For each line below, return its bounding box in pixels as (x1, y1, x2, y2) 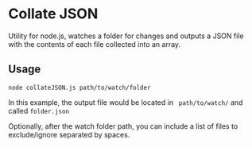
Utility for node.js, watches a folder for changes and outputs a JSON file (8, 31, 244, 41)
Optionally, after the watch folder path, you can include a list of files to (8, 121, 238, 131)
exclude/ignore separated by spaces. (8, 130, 130, 139)
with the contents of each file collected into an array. (8, 39, 181, 48)
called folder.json (8, 106, 70, 115)
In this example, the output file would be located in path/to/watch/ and (8, 97, 243, 107)
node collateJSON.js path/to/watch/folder (8, 83, 151, 91)
